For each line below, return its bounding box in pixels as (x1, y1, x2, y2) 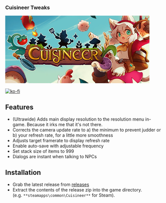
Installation (5, 168, 41, 177)
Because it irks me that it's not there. (27, 122, 103, 128)
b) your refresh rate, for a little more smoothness (12, 132, 113, 138)
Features (5, 103, 34, 112)
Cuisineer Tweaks (5, 4, 50, 11)
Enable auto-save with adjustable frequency (12, 143, 104, 149)
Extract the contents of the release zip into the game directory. (12, 186, 142, 192)
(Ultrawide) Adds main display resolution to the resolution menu (12, 116, 144, 122)
